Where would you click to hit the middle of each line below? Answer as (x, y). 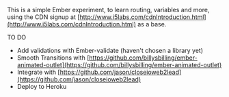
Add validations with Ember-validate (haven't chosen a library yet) (110, 51)
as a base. (152, 24)
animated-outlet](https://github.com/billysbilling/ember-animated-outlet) (119, 65)
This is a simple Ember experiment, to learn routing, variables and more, (108, 10)
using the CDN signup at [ (43, 17)
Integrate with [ (38, 72)
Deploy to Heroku (42, 86)
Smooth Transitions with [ (53, 58)
